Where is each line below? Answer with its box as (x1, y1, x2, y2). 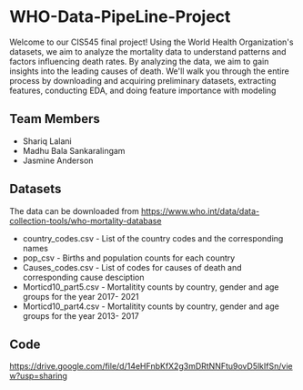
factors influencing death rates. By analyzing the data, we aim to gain (9, 56, 269, 67)
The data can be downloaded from (9, 205, 139, 216)
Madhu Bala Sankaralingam (22, 145, 126, 156)
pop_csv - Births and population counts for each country (22, 252, 236, 263)
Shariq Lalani (22, 135, 72, 147)
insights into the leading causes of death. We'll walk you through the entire (9, 66, 289, 77)
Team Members (9, 111, 100, 127)
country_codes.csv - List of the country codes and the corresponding (22, 232, 284, 243)
